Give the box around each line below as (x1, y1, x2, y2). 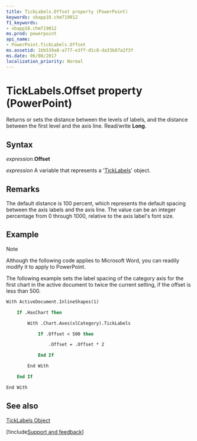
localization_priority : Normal (6, 58, 83, 64)
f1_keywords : (6, 20, 38, 26)
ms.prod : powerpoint (6, 31, 57, 37)
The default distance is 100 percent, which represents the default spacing (6, 200, 186, 207)
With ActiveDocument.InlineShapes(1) (6, 299, 99, 304)
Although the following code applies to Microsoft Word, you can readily (6, 256, 179, 264)
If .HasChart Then (17, 309, 62, 315)
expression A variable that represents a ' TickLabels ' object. (6, 167, 151, 174)
